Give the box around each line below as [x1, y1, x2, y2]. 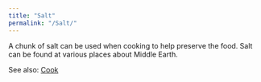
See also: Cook [8, 64, 59, 74]
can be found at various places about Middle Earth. [8, 49, 179, 59]
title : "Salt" [8, 11, 56, 20]
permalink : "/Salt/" [8, 19, 78, 27]
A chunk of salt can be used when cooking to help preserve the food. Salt [8, 41, 253, 50]
